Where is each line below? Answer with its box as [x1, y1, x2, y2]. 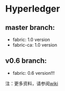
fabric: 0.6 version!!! [12, 70, 55, 76]
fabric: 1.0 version [12, 36, 50, 42]
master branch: [5, 23, 55, 32]
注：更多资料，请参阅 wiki [5, 80, 58, 86]
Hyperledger [5, 3, 60, 15]
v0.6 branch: [5, 57, 47, 65]
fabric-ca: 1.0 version [12, 42, 57, 48]
